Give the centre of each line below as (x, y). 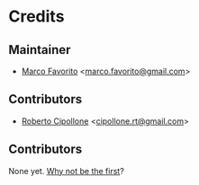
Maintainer (40, 50)
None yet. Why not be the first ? (67, 171)
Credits (36, 17)
